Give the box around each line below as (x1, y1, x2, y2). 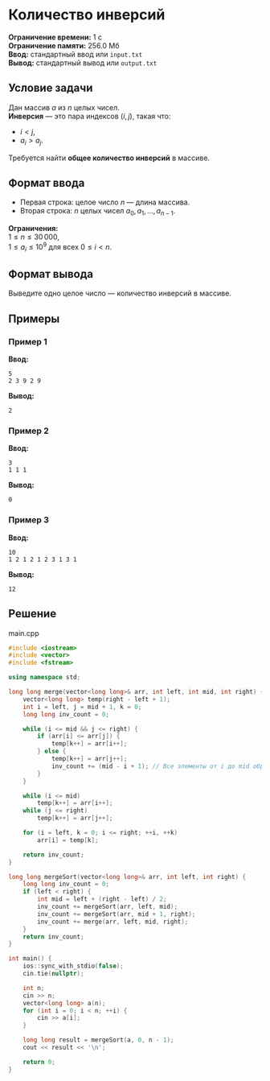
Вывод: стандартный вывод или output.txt (8, 58, 157, 68)
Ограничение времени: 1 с (8, 32, 103, 42)
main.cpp (8, 628, 39, 637)
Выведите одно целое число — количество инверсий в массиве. (8, 288, 231, 299)
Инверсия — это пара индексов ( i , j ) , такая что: (8, 111, 171, 121)
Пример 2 (8, 425, 50, 436)
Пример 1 (8, 336, 47, 347)
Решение (8, 607, 57, 621)
